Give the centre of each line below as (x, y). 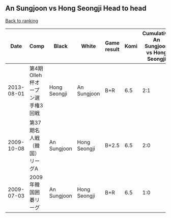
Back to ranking (22, 20)
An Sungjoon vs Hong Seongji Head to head (76, 8)
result (112, 49)
